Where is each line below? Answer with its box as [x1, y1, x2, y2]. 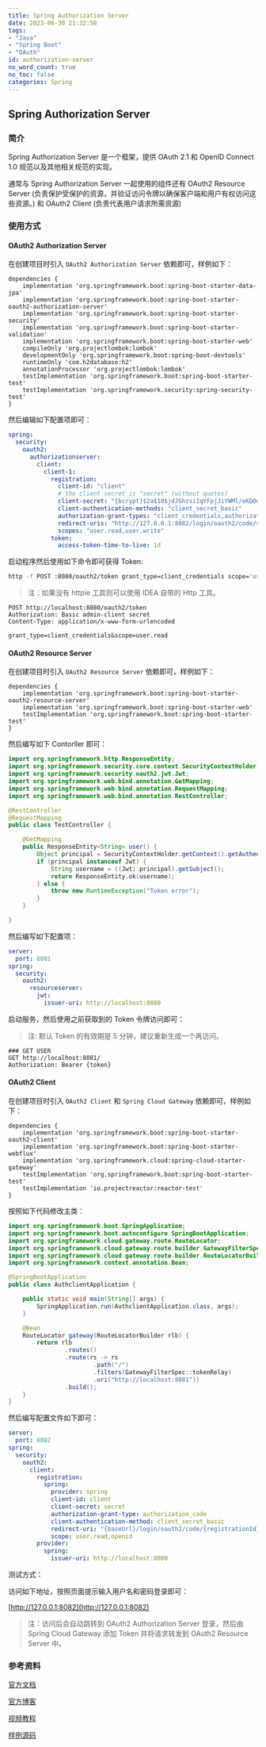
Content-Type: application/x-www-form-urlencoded [8, 618, 176, 626]
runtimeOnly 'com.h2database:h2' [22, 359, 133, 367]
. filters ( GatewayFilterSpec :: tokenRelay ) [93, 1368, 232, 1376]
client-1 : [43, 467, 77, 476]
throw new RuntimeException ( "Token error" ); [50, 887, 200, 895]
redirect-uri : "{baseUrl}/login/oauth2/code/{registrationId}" [50, 1525, 264, 1533]
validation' [8, 331, 47, 339]
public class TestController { [8, 821, 112, 829]
